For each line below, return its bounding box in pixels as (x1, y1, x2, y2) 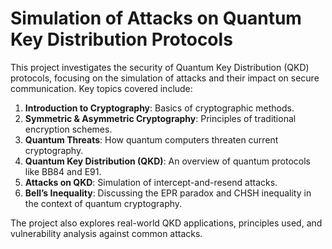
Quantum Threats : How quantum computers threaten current (24, 133, 279, 146)
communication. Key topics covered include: (10, 82, 193, 94)
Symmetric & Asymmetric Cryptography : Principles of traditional (24, 112, 297, 124)
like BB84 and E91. (24, 165, 102, 177)
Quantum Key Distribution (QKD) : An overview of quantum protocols (24, 155, 311, 167)
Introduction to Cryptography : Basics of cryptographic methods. (24, 102, 295, 114)
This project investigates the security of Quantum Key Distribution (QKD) (10, 61, 310, 73)
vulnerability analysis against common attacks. (10, 227, 203, 239)
